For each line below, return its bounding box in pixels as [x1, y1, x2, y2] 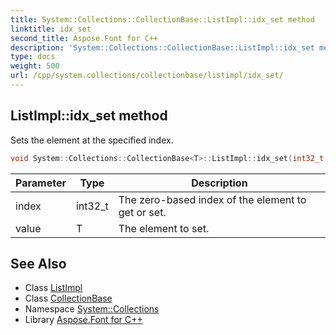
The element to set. [118, 221, 210, 235]
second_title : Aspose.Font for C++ [10, 33, 159, 43]
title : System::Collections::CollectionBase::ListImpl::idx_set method [10, 14, 315, 25]
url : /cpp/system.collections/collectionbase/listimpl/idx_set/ [10, 71, 284, 81]
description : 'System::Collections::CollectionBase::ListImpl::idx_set [10, 42, 315, 53]
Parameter [15, 176, 67, 190]
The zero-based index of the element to [118, 192, 307, 206]
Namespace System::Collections [24, 303, 160, 315]
